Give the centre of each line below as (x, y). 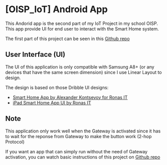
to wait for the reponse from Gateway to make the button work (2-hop (78, 136)
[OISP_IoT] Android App (57, 9)
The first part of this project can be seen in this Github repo (67, 39)
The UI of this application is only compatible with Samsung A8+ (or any (80, 67)
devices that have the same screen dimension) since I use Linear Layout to (83, 72)
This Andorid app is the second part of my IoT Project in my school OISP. (82, 23)
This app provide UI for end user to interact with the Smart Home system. (82, 28)
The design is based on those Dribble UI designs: (57, 87)
